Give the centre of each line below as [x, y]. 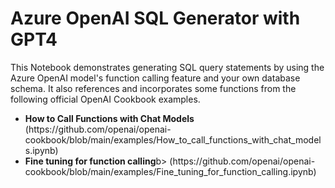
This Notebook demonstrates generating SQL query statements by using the [167, 67]
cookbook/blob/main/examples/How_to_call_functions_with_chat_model [173, 139]
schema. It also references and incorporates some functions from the [153, 88]
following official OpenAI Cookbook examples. [105, 99]
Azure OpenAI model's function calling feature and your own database [155, 78]
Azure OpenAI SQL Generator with [155, 18]
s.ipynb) [41, 150]
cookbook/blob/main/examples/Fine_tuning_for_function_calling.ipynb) [170, 171]
